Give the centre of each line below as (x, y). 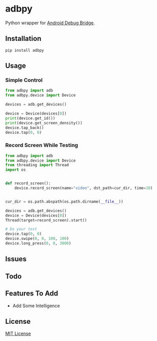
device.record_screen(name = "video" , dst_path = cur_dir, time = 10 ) (84, 188)
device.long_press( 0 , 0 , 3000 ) (38, 243)
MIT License (18, 333)
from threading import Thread (37, 165)
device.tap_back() (25, 128)
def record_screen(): (28, 183)
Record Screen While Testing (42, 145)
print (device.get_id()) (30, 118)
